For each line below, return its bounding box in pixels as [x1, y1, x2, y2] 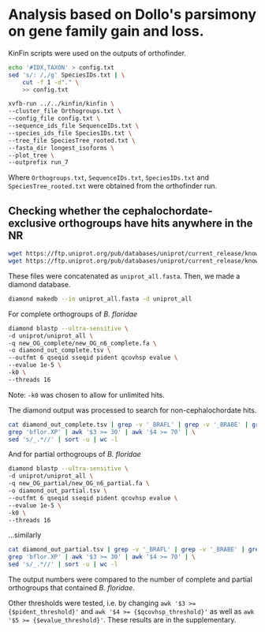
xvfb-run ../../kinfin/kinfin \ [8, 100, 114, 108]
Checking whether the [8, 204, 121, 218]
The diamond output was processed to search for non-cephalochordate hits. [8, 405, 257, 415]
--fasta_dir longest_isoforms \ [8, 144, 114, 151]
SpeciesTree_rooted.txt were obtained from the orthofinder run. [8, 181, 218, 191]
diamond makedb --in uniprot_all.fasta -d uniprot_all [8, 294, 192, 303]
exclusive [8, 216, 57, 230]
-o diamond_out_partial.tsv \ [8, 487, 108, 495]
